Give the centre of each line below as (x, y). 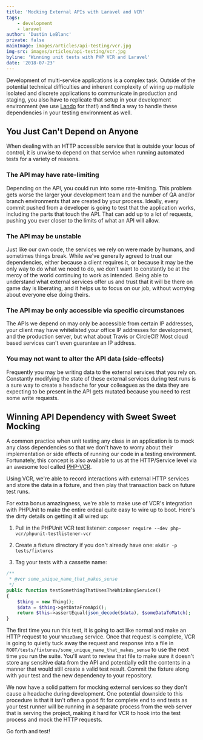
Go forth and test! (28, 731)
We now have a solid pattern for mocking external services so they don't (97, 687)
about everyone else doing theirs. (48, 294)
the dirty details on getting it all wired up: (58, 516)
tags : (13, 18)
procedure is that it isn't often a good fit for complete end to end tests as (97, 700)
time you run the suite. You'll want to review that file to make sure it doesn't (100, 656)
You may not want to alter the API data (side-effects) (85, 359)
